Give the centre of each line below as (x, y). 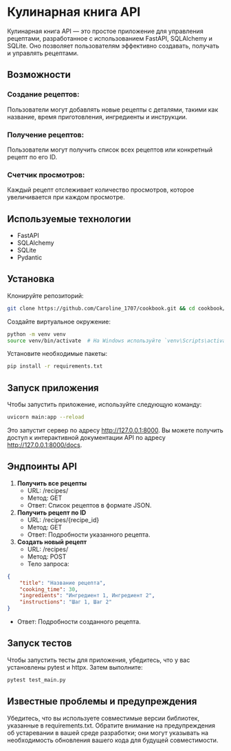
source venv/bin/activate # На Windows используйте (84, 341)
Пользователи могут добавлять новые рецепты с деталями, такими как (113, 109)
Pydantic (30, 258)
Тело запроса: (48, 563)
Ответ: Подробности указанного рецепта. (89, 534)
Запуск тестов (40, 643)
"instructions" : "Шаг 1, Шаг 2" (66, 602)
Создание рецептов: (44, 94)
